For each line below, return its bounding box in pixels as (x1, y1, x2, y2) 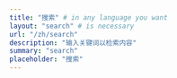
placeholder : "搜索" (9, 55, 84, 64)
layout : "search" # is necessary (9, 22, 135, 30)
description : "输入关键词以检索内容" (9, 38, 137, 48)
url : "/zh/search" (9, 30, 78, 39)
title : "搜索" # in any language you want (9, 13, 168, 22)
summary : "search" (9, 47, 78, 56)
